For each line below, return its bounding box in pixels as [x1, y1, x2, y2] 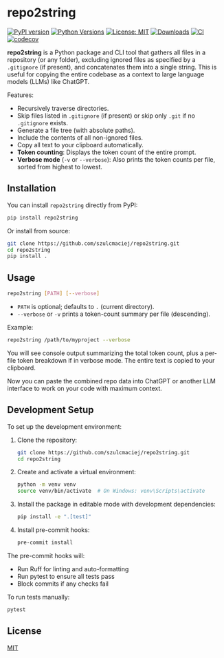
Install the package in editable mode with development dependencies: [16, 500, 216, 509]
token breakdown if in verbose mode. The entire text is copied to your [17, 356, 215, 364]
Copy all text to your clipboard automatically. [16, 140, 144, 149]
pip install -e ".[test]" [16, 513, 91, 520]
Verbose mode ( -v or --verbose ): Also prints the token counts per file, [16, 155, 216, 163]
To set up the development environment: [7, 422, 122, 431]
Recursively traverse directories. [16, 104, 109, 112]
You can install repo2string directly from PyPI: [7, 201, 138, 209]
